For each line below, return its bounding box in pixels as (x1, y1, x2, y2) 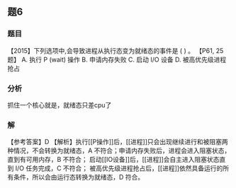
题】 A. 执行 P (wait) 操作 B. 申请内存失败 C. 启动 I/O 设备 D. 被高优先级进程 (7, 55, 227, 64)
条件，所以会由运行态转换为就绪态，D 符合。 (13, 173, 145, 182)
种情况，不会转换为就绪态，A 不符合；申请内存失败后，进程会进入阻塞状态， (7, 146, 231, 155)
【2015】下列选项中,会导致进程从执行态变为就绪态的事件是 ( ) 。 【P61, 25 (7, 46, 224, 54)
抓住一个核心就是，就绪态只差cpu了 (7, 100, 112, 109)
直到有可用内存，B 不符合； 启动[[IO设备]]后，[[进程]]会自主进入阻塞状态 (7, 155, 220, 164)
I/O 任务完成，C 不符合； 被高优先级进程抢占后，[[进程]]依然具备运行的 (15, 164, 223, 172)
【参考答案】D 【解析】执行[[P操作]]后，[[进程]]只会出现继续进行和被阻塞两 (7, 138, 228, 146)
